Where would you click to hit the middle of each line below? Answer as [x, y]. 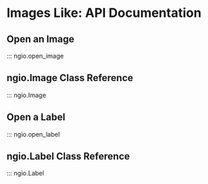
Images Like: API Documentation [104, 13]
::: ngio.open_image [35, 56]
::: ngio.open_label [33, 134]
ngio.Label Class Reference [68, 157]
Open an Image [41, 39]
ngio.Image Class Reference [70, 78]
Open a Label [36, 117]
